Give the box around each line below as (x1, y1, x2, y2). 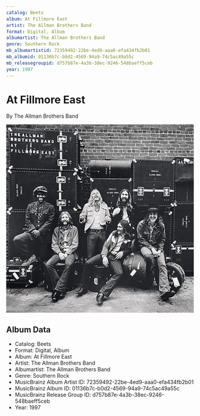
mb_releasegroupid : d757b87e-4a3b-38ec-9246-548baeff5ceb (6, 60, 153, 66)
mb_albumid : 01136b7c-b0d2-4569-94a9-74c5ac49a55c (6, 54, 135, 60)
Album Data (6, 325, 51, 335)
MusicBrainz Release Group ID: (14, 391, 91, 399)
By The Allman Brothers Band (6, 112, 79, 120)
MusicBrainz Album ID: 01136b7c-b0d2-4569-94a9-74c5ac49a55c (14, 385, 180, 392)
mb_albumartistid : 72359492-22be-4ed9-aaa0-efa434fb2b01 (6, 48, 151, 54)
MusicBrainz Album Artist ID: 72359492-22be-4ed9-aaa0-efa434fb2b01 (14, 378, 194, 386)
